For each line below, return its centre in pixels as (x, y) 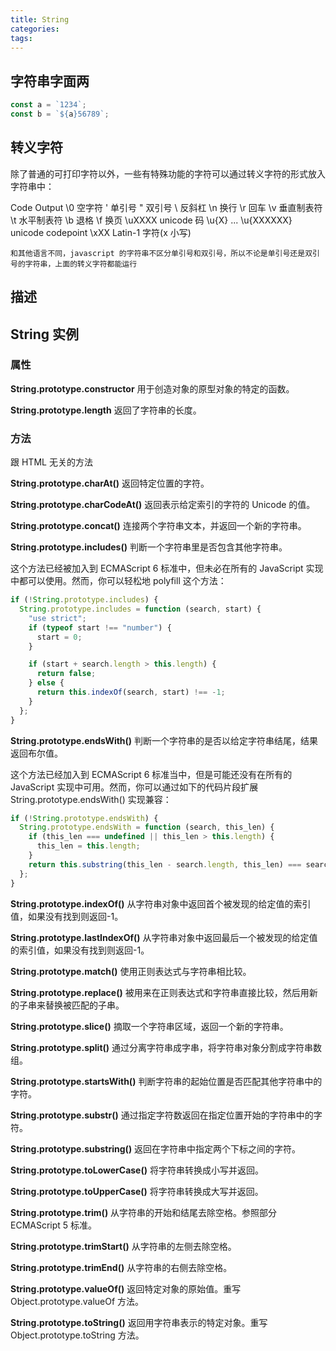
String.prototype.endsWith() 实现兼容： (91, 799)
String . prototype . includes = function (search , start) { (140, 609)
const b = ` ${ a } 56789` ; (60, 114)
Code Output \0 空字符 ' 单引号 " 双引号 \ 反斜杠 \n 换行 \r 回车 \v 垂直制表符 (166, 207)
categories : (35, 29)
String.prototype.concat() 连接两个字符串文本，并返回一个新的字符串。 (158, 526)
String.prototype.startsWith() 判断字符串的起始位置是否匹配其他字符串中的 (166, 1081)
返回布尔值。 (36, 753)
